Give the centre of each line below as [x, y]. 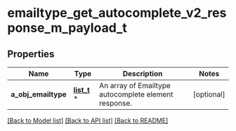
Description [143, 74]
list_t [81, 90]
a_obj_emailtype [39, 94]
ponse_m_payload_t [67, 28]
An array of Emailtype [135, 86]
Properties [31, 54]
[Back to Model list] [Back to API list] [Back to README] [88, 120]
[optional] [209, 94]
